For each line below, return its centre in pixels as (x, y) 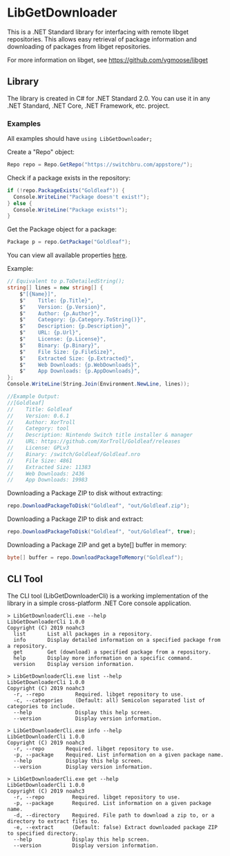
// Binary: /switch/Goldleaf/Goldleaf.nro (74, 454)
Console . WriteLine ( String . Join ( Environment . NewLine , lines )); (98, 384)
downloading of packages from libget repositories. (79, 46)
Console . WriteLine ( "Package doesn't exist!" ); (82, 197)
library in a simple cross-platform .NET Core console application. (99, 603)
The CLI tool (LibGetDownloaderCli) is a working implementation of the (108, 596)
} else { (20, 203)
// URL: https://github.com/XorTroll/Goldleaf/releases (94, 441)
